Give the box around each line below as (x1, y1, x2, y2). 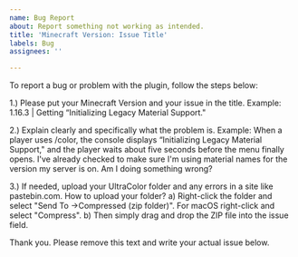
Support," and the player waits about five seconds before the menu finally (9, 144, 285, 155)
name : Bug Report (9, 13, 75, 23)
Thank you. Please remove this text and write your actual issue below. (9, 237, 270, 248)
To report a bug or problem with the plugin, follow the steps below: (9, 80, 258, 91)
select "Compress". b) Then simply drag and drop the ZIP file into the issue (9, 210, 289, 221)
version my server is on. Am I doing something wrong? (9, 163, 213, 174)
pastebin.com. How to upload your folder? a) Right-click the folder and (9, 191, 273, 202)
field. (9, 220, 29, 231)
